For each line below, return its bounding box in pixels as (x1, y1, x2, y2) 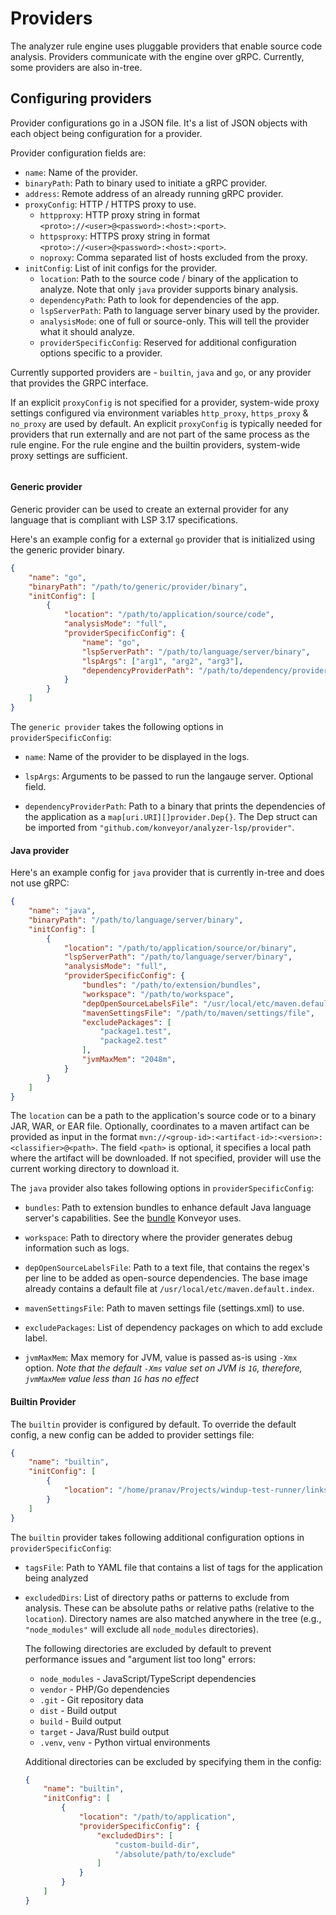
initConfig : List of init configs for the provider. (24, 262, 218, 274)
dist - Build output (39, 1704, 117, 1716)
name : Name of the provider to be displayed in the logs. (24, 750, 250, 762)
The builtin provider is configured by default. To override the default (10, 1418, 297, 1430)
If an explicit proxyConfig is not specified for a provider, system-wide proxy (10, 396, 320, 408)
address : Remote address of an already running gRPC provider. (24, 187, 284, 199)
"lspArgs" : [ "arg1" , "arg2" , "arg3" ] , (81, 656, 244, 666)
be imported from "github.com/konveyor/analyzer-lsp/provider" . (24, 821, 295, 833)
